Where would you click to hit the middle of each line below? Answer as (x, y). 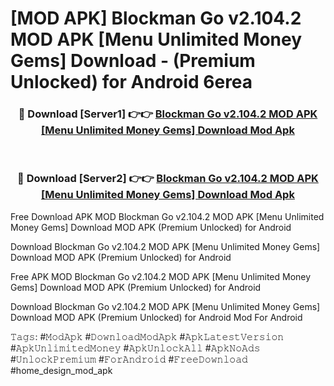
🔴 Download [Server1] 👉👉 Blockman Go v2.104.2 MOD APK (168, 114)
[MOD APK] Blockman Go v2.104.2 (156, 18)
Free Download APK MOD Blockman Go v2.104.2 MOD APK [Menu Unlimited (167, 216)
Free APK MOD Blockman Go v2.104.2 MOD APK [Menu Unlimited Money (161, 276)
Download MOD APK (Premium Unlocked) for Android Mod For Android (156, 317)
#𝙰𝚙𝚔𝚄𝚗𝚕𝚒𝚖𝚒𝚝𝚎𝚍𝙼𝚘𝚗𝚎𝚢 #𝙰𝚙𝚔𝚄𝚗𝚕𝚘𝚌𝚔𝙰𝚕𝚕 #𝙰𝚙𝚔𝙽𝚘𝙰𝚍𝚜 (135, 348)
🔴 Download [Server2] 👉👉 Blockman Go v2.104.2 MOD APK (168, 179)
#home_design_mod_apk (61, 370)
